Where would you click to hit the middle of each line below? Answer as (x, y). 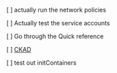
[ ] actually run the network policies (56, 10)
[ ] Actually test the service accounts (58, 23)
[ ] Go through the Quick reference (55, 36)
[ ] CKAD (19, 49)
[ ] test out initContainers (41, 63)
